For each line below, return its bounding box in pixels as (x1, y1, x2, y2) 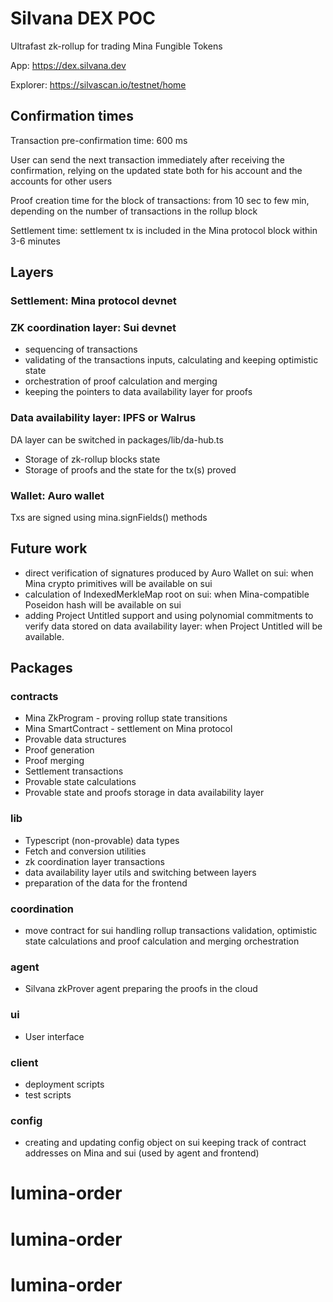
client (10, 1055, 39, 1069)
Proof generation (24, 744, 95, 756)
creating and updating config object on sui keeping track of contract (24, 1137, 307, 1149)
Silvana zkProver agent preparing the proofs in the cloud (24, 983, 258, 995)
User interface (24, 1030, 85, 1042)
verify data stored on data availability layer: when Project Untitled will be (24, 620, 323, 632)
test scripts (24, 1088, 72, 1101)
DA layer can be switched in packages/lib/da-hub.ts (10, 433, 224, 446)
